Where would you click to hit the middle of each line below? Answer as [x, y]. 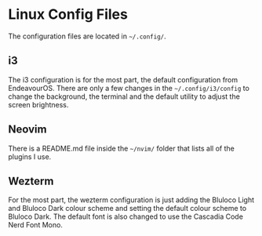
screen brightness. [38, 104]
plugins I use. [30, 156]
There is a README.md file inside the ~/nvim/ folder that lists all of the [122, 148]
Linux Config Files [68, 15]
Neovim [27, 130]
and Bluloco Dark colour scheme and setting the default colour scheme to [127, 209]
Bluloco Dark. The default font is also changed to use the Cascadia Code [126, 216]
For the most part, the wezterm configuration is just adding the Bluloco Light [131, 200]
